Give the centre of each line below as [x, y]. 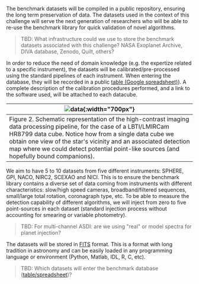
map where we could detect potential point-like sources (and [94, 149]
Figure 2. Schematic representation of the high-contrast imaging [99, 119]
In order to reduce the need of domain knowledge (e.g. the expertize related [99, 63]
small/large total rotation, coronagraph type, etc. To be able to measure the [98, 196]
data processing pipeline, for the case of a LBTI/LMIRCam [89, 127]
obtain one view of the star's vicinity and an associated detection [99, 141]
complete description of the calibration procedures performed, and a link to [98, 88]
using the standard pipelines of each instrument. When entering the [89, 76]
